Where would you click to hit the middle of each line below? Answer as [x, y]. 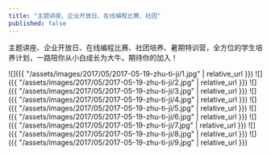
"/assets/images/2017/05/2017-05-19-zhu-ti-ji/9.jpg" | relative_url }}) [133, 142]
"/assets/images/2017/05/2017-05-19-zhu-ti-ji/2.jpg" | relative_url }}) [133, 82]
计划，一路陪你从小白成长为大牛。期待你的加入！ [96, 57]
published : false [38, 23]
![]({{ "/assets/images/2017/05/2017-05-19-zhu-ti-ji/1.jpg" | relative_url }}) [131, 73]
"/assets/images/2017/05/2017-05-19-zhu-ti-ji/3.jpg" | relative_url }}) [133, 90]
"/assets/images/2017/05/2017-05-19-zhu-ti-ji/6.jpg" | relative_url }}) [133, 116]
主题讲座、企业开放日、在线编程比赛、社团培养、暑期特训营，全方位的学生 [132, 47]
